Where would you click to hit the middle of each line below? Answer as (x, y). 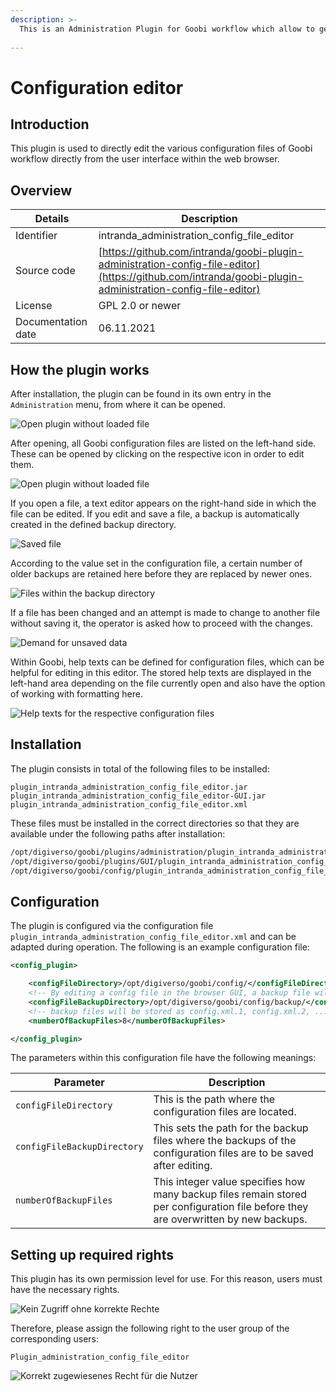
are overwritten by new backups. (230, 1219)
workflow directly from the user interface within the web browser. (145, 159)
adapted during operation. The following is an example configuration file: (160, 947)
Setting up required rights (92, 1254)
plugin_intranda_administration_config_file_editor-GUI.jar (138, 796)
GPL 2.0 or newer (140, 306)
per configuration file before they (231, 1207)
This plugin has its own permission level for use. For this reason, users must (166, 1279)
